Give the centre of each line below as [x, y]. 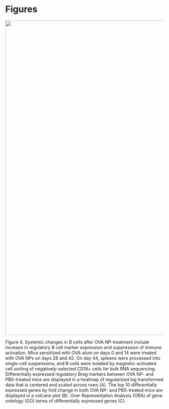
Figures [21, 9]
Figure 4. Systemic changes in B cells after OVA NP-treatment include [77, 342]
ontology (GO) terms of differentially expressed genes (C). [66, 400]
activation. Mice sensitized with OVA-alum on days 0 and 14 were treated [81, 353]
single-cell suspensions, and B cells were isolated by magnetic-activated [81, 363]
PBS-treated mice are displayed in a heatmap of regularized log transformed [84, 379]
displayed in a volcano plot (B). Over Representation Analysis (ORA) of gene [84, 395]
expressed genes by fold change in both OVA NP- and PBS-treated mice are [84, 390]
